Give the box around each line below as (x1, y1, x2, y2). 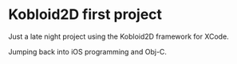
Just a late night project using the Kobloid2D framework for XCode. (8, 32, 229, 41)
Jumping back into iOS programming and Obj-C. (8, 47, 168, 56)
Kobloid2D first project (8, 6, 162, 24)
